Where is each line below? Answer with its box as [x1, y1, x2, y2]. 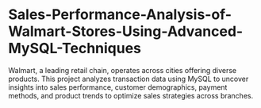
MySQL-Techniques [8, 40, 141, 57]
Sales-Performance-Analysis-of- [8, 6, 232, 24]
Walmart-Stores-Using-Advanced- [8, 22, 244, 40]
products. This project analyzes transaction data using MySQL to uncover [8, 74, 249, 83]
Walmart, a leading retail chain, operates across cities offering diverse [8, 65, 236, 75]
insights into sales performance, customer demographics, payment [8, 82, 228, 92]
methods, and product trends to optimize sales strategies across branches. [8, 91, 254, 100]
